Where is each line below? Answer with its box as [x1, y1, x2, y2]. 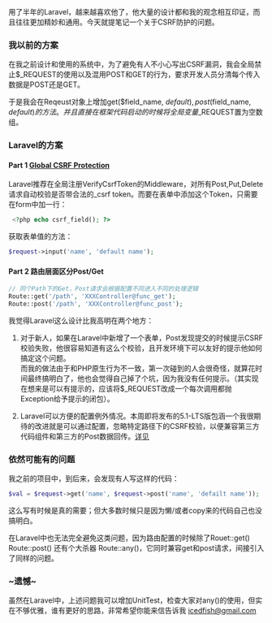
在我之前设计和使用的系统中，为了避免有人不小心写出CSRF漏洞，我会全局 [8, 59, 255, 69]
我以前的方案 [8, 39, 59, 50]
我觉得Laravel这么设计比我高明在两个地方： [8, 316, 154, 325]
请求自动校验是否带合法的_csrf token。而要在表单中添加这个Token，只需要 [8, 189, 258, 199]
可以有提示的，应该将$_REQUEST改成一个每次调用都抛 [48, 384, 233, 393]
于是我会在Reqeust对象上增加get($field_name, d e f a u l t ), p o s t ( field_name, [8, 97, 252, 107]
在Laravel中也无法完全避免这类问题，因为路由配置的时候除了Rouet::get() [8, 533, 250, 543]
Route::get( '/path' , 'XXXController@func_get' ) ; [8, 292, 176, 301]
